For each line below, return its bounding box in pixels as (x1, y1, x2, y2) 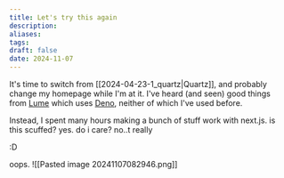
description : (9, 21, 58, 30)
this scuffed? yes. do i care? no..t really (9, 125, 153, 134)
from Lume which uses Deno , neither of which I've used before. (9, 98, 243, 108)
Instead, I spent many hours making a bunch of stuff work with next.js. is (9, 115, 276, 125)
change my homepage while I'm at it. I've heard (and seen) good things (9, 88, 272, 99)
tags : (9, 37, 29, 47)
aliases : (9, 29, 42, 38)
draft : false (9, 46, 58, 55)
